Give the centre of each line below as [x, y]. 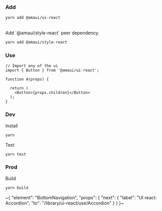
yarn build [17, 187]
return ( [19, 88]
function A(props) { [27, 79]
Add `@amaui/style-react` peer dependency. [52, 33]
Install [11, 126]
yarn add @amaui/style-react [36, 42]
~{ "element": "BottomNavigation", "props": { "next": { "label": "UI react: [81, 197]
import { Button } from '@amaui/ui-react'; [52, 71]
